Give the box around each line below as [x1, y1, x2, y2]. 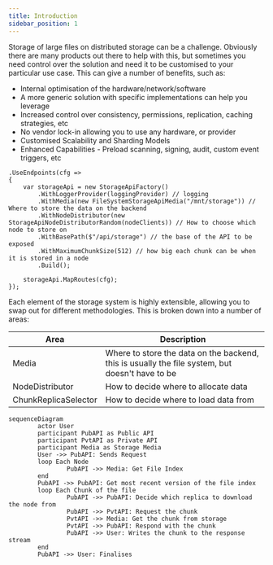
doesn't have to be [105, 367, 177, 379]
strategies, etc [19, 118, 69, 128]
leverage [19, 101, 50, 111]
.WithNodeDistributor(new [37, 211, 126, 220]
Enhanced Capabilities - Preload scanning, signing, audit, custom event [19, 144, 260, 154]
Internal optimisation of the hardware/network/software [19, 83, 206, 94]
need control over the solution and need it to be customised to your [8, 59, 234, 69]
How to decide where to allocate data [105, 380, 248, 392]
